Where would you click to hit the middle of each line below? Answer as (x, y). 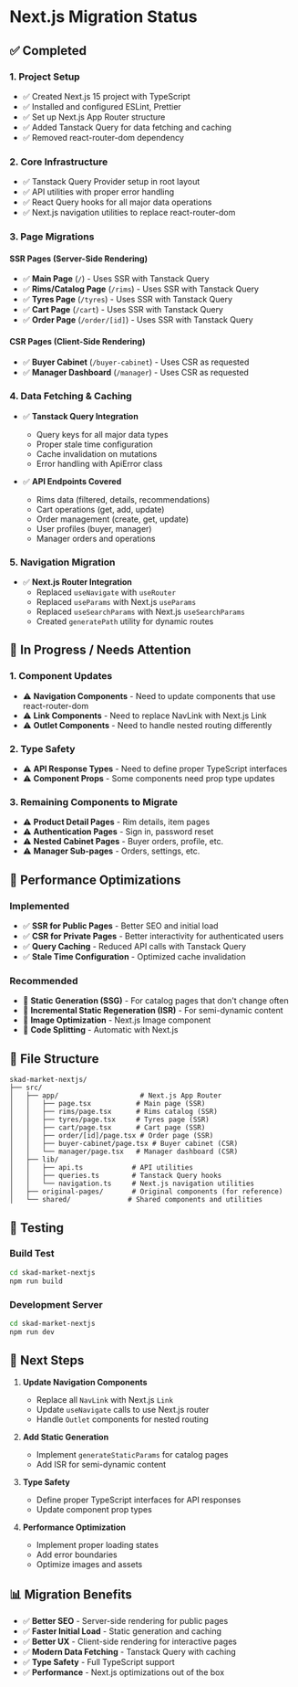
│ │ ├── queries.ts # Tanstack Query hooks (116, 1176)
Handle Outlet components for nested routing (123, 1419)
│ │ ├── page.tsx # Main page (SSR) (108, 1104)
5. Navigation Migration (62, 562)
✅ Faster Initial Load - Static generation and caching (122, 1631)
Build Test (32, 1254)
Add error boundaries (77, 1554)
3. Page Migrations (52, 237)
